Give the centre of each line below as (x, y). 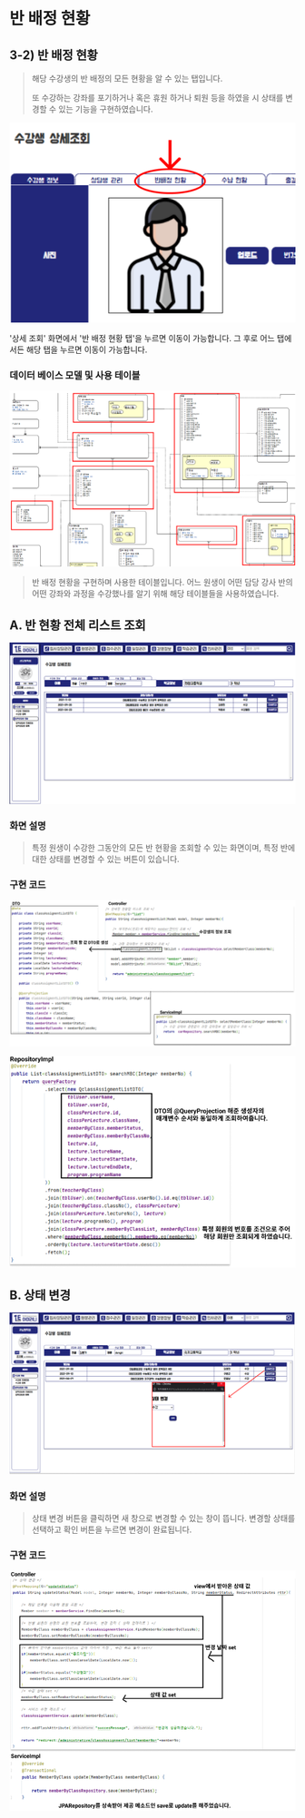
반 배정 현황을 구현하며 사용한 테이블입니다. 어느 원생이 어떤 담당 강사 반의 (162, 583)
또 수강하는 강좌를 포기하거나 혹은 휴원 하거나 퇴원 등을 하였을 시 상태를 (157, 98)
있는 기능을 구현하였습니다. (106, 109)
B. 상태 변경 (40, 1296)
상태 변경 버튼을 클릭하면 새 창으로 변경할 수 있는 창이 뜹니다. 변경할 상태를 (163, 1518)
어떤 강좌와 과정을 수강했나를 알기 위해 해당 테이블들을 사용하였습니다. (155, 594)
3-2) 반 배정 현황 (54, 55)
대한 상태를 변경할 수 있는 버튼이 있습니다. (105, 859)
